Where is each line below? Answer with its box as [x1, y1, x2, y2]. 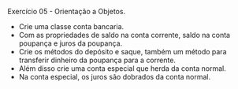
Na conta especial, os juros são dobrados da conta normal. [18, 72, 211, 81]
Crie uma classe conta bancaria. [18, 22, 125, 31]
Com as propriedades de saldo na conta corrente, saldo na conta [18, 31, 230, 39]
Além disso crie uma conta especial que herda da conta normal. [18, 64, 226, 73]
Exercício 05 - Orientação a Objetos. [7, 7, 126, 16]
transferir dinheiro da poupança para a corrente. [18, 55, 177, 65]
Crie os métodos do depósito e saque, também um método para [18, 47, 227, 56]
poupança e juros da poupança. [18, 39, 123, 48]
